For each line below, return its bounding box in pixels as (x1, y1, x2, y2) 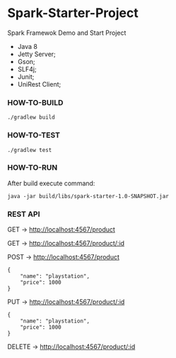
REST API (7, 209, 40, 219)
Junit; (17, 72, 35, 81)
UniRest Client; (17, 80, 61, 88)
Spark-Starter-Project (7, 5, 139, 21)
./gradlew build (7, 114, 55, 121)
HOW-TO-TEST (7, 130, 60, 140)
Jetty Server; (17, 50, 57, 58)
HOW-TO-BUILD (7, 97, 64, 107)
